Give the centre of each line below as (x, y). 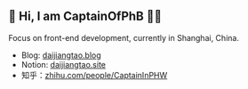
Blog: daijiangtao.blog (61, 55)
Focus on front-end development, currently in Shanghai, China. (124, 37)
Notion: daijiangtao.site (64, 64)
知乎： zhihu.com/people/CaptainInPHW (94, 75)
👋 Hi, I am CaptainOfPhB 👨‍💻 (85, 16)
